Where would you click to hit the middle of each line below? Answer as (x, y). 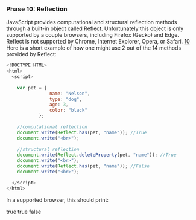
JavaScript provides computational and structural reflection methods (92, 22)
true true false (24, 212)
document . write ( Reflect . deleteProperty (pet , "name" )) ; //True (97, 155)
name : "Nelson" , (70, 93)
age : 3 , (59, 105)
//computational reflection (52, 127)
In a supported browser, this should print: (57, 200)
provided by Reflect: (31, 54)
